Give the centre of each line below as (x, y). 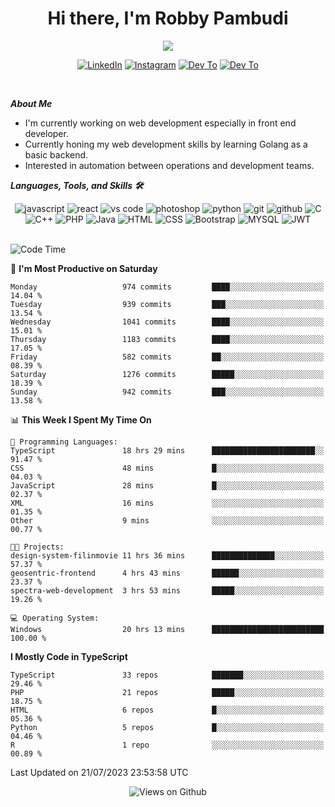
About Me (31, 103)
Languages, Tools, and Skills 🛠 (77, 185)
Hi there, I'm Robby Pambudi (168, 18)
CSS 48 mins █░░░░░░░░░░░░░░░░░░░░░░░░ (167, 468)
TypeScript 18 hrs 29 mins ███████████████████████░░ (167, 450)
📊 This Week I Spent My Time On (81, 419)
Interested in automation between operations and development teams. (169, 165)
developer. (46, 133)
